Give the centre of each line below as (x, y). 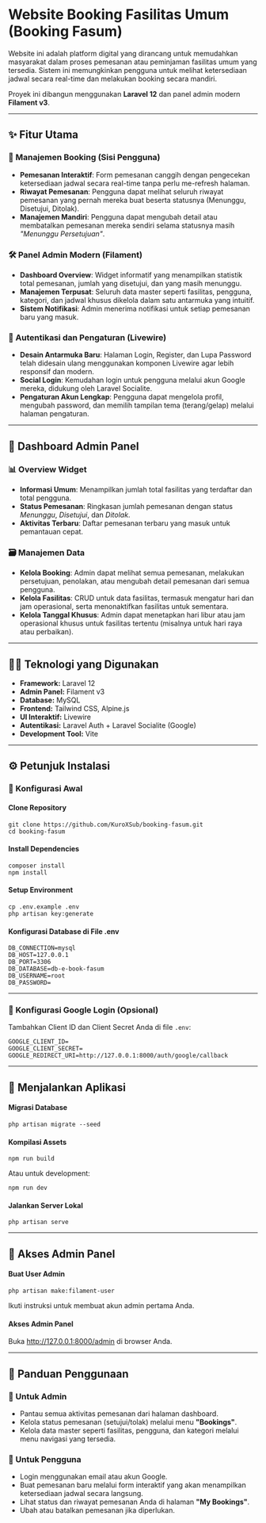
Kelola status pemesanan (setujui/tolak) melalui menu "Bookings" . (128, 1422)
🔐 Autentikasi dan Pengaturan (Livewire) (87, 337)
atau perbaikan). (46, 632)
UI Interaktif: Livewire (55, 717)
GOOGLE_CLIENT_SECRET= (46, 1049)
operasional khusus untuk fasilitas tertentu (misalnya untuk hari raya (131, 623)
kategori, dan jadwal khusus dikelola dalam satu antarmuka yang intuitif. (137, 300)
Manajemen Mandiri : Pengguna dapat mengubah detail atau (118, 216)
